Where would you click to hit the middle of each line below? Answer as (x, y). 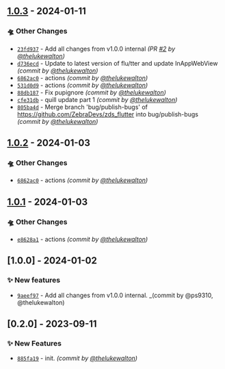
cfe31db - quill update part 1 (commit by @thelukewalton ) (97, 99)
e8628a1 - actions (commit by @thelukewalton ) (82, 240)
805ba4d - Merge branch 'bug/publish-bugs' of (82, 107)
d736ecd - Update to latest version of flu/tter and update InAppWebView (117, 63)
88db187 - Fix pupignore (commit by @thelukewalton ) (91, 92)
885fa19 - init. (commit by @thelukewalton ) (77, 358)
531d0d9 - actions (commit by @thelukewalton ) (82, 85)
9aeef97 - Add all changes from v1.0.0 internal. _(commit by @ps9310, (115, 295)
